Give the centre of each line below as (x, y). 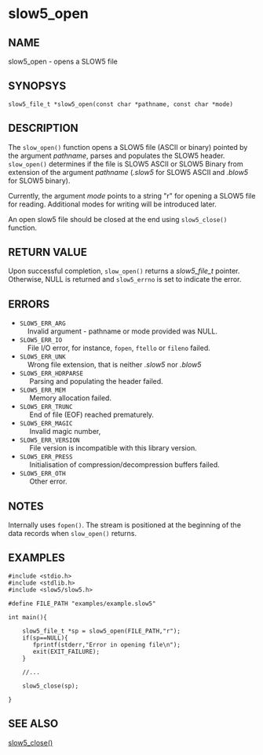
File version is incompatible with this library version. (113, 448)
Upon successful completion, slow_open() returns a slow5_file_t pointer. (124, 271)
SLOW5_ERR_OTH (42, 474)
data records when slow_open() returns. (73, 534)
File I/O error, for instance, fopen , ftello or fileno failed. (119, 348)
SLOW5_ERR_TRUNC (46, 407)
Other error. (48, 481)
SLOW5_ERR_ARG (42, 324)
